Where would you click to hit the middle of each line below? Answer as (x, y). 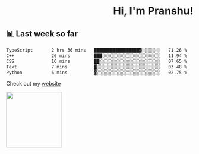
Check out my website (34, 84)
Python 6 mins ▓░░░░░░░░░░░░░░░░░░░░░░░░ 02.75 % (97, 73)
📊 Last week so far (42, 34)
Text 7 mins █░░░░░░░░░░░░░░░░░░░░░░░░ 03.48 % (97, 67)
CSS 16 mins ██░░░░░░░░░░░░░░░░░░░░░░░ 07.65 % (97, 61)
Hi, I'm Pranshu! (153, 11)
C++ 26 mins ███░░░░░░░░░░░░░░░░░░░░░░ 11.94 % (97, 56)
